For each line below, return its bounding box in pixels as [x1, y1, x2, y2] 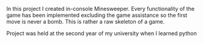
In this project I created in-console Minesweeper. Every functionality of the [6, 5, 194, 12]
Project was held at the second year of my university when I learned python [6, 30, 197, 37]
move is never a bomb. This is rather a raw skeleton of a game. [6, 18, 165, 25]
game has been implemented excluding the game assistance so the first [6, 12, 188, 19]
